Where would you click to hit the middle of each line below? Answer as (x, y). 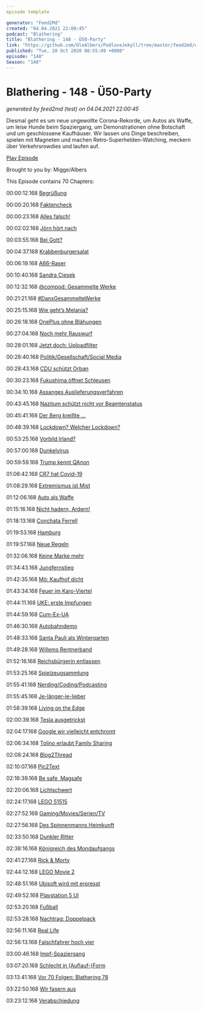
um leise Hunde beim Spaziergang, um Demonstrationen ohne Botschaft (96, 127)
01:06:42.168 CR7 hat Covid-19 (44, 474)
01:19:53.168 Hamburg (34, 532)
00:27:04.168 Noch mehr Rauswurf (49, 333)
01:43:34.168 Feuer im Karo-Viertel (49, 591)
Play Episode (22, 158)
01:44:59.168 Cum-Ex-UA (38, 614)
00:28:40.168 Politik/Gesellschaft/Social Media (64, 356)
